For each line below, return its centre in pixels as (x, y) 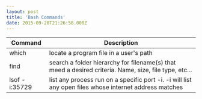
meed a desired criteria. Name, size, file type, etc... (121, 70)
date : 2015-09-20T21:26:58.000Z (47, 23)
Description (121, 43)
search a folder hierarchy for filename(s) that (112, 63)
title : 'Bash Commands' (36, 17)
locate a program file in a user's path (101, 53)
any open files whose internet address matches (116, 87)
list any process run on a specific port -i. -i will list (120, 80)
